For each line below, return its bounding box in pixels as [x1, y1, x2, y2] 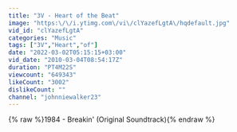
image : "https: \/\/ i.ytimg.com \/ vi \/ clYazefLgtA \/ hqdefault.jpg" [8, 19, 230, 27]
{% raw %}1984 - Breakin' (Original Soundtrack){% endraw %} [8, 115, 215, 124]
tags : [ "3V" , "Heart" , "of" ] [8, 41, 98, 49]
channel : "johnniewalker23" [8, 93, 102, 101]
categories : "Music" [8, 33, 77, 42]
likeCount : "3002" [8, 78, 69, 86]
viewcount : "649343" [8, 71, 77, 79]
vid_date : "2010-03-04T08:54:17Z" [8, 56, 124, 64]
